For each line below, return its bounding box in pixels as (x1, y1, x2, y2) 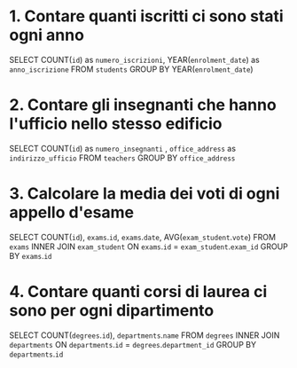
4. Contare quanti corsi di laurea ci (9, 282, 268, 301)
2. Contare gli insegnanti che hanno (9, 95, 277, 115)
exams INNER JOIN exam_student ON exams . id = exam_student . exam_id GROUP (9, 241, 288, 252)
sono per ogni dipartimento (9, 301, 215, 320)
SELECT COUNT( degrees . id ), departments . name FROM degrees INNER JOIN (9, 330, 280, 341)
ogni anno (9, 25, 84, 45)
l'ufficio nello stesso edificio (9, 114, 223, 134)
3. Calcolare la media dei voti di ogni (9, 184, 280, 204)
